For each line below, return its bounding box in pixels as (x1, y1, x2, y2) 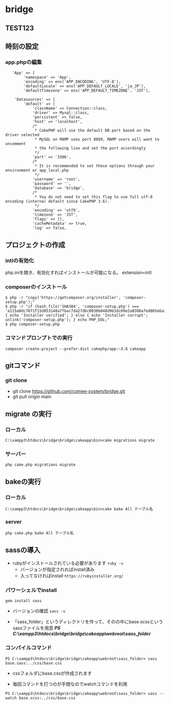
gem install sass (5, 599, 42, 604)
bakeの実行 (5, 477, 41, 486)
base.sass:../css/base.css (5, 660, 62, 665)
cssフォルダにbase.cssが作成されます (12, 670, 92, 676)
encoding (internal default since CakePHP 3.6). (5, 199, 110, 204)
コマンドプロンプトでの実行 (5, 334, 73, 341)
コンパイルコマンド (5, 644, 52, 651)
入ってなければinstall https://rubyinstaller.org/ (20, 573, 124, 579)
